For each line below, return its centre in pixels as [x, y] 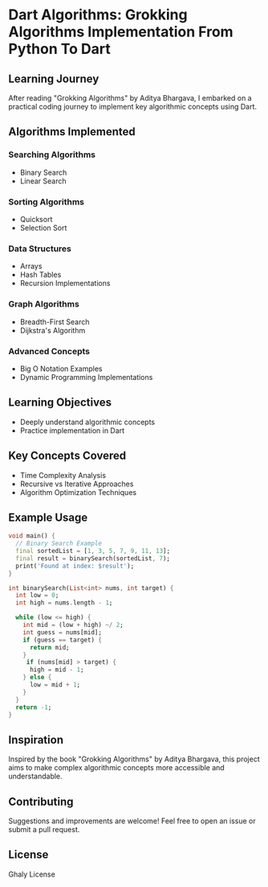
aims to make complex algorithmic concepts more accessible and [116, 768]
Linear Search [43, 181]
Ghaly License [32, 874]
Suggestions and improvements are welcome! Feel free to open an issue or [132, 821]
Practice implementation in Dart [72, 430]
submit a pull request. [44, 830]
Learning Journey [54, 78]
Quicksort [36, 219]
